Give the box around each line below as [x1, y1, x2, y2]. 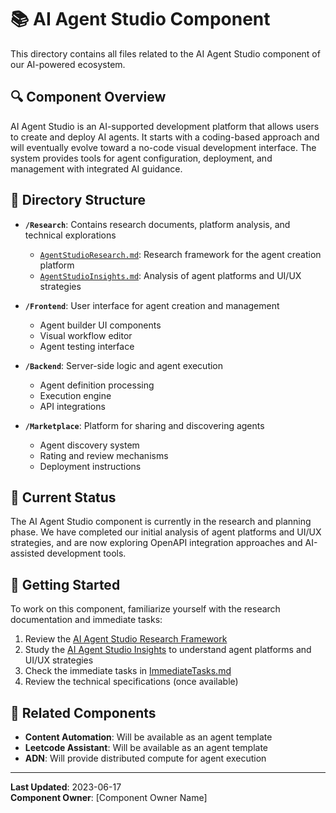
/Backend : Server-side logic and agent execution [24, 359, 224, 371]
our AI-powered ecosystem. [10, 58, 126, 70]
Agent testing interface [39, 340, 135, 352]
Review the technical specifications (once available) [24, 676, 239, 688]
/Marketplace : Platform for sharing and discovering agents [24, 419, 265, 431]
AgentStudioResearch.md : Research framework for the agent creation [39, 248, 322, 260]
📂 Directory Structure [10, 192, 147, 209]
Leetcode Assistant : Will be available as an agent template [24, 742, 268, 753]
